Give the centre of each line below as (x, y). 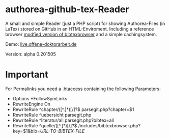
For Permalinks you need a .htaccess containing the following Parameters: (83, 89)
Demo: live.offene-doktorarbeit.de (41, 44)
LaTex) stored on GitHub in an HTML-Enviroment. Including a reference (80, 29)
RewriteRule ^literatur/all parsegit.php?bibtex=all (63, 120)
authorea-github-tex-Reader (67, 9)
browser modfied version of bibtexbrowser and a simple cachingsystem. (81, 34)
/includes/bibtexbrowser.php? (109, 125)
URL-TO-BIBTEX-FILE (62, 131)
